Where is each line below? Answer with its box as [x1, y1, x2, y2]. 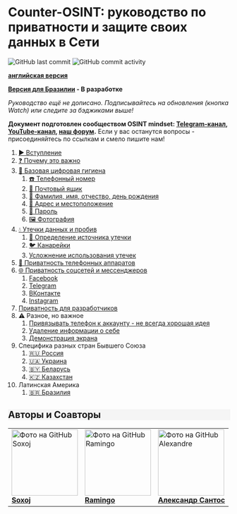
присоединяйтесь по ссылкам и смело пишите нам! [8, 135, 165, 143]
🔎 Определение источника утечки [28, 233, 131, 241]
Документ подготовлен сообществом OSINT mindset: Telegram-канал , [8, 119, 228, 128]
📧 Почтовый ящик [28, 184, 83, 192]
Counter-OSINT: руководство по [8, 4, 207, 20]
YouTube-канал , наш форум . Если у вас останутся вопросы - [8, 127, 195, 135]
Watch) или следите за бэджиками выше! [8, 106, 134, 114]
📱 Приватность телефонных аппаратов [18, 258, 136, 267]
